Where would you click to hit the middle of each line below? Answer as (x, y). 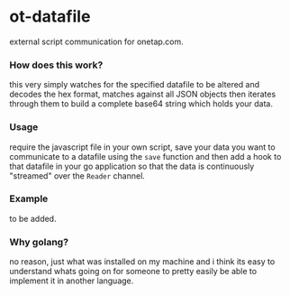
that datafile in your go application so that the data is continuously (132, 166)
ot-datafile (50, 17)
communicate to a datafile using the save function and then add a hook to (145, 156)
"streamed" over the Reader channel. (77, 175)
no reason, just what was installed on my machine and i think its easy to (142, 262)
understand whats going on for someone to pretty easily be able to (133, 272)
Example (29, 198)
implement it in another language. (72, 281)
